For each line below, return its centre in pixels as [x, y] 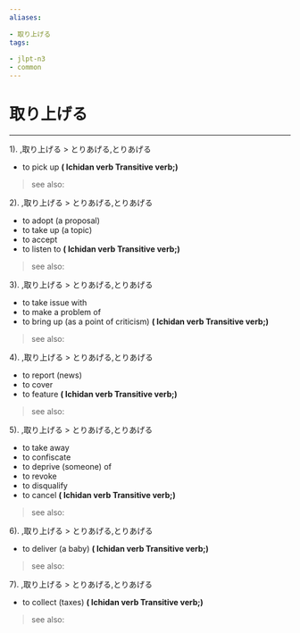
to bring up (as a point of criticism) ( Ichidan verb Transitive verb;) [146, 321]
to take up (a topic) [57, 229]
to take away [46, 447]
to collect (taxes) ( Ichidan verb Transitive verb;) [112, 602]
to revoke [40, 476]
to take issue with [54, 302]
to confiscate [46, 457]
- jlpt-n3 [28, 59]
